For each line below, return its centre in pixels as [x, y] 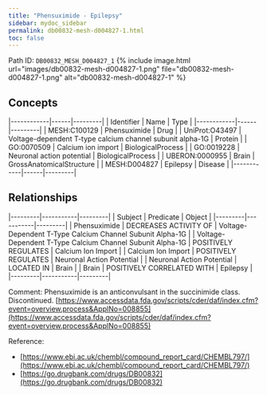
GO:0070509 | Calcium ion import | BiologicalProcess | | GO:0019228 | [124, 148]
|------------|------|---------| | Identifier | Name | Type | [100, 122]
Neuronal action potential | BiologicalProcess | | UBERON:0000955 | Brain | [132, 156]
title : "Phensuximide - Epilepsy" [66, 16]
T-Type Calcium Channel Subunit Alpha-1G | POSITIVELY [140, 242]
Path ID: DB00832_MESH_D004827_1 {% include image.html [100, 61]
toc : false [26, 38]
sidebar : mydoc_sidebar [48, 23]
